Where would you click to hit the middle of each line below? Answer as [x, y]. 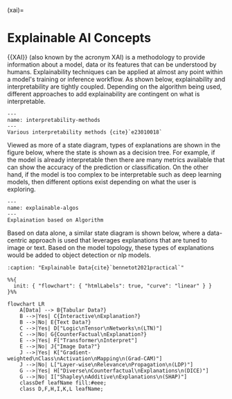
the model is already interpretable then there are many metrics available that [116, 159]
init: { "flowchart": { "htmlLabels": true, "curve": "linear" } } [113, 286]
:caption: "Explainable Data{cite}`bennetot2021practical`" [96, 267]
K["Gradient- [72, 353]
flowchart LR [26, 304]
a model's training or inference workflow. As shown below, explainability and [116, 79]
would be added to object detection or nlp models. [79, 255]
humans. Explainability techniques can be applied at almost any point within [115, 71]
